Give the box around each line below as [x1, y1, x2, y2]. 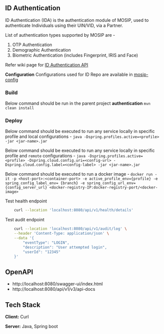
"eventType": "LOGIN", [23, 240, 70, 245]
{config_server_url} [5, 185, 48, 190]
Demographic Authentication [12, 47, 71, 53]
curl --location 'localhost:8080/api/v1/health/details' [14, 208, 134, 213]
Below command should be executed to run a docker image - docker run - [5, 171, 157, 177]
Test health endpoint [5, 198, 47, 204]
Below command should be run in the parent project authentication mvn [5, 100, 151, 106]
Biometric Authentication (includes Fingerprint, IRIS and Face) [12, 52, 138, 58]
